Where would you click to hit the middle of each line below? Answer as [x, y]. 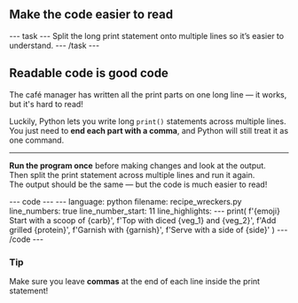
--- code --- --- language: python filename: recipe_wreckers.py [125, 201]
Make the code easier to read [91, 15]
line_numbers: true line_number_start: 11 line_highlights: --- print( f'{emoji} [145, 211]
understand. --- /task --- [55, 45]
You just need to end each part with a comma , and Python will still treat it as [149, 130]
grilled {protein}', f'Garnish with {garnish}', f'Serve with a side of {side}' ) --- [149, 229]
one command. [37, 140]
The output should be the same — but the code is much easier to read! [138, 184]
